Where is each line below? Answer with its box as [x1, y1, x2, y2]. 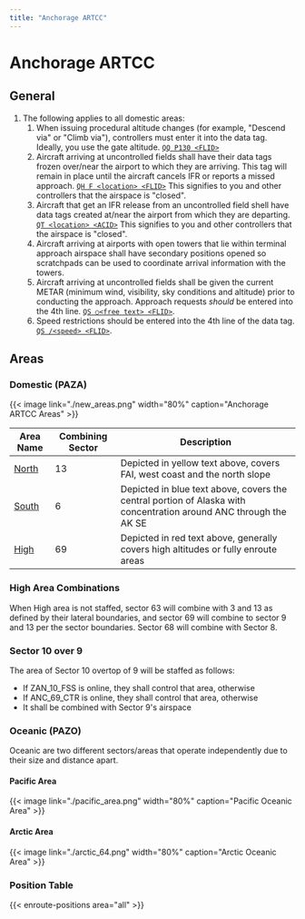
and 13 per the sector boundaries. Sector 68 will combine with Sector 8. [9, 621, 278, 632]
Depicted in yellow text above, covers [120, 457, 280, 469]
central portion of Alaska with [120, 494, 247, 507]
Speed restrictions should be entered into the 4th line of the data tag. [35, 315, 295, 326]
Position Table [9, 878, 74, 891]
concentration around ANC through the [120, 506, 287, 519]
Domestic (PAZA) [9, 378, 88, 390]
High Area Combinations [9, 582, 121, 595]
